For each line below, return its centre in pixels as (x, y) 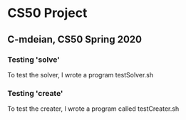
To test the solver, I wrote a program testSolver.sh (81, 75)
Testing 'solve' (34, 60)
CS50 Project (47, 13)
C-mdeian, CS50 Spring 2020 (75, 39)
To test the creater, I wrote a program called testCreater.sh (93, 109)
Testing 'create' (35, 93)
